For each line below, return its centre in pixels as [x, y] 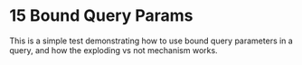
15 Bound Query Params [101, 16]
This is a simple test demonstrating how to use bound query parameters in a [151, 41]
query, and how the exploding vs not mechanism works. [114, 50]
